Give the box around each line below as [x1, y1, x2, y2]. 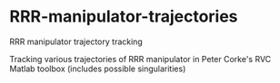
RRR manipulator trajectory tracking [9, 36, 143, 47]
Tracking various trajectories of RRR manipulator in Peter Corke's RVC [9, 53, 272, 64]
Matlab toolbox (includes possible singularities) [9, 63, 186, 74]
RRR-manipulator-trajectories [9, 6, 238, 27]
